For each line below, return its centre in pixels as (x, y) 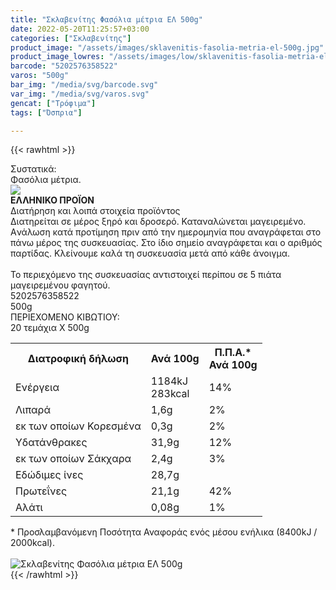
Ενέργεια (37, 388)
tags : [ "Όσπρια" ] (46, 112)
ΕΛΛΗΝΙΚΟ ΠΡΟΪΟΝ (52, 200)
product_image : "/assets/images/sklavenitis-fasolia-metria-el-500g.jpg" (167, 47)
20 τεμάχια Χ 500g (50, 328)
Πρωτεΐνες (41, 491)
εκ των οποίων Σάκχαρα (73, 459)
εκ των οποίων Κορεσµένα (78, 426)
